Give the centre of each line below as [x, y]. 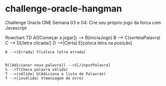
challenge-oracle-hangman [64, 9]
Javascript [16, 27]
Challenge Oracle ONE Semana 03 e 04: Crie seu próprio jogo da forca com [83, 22]
